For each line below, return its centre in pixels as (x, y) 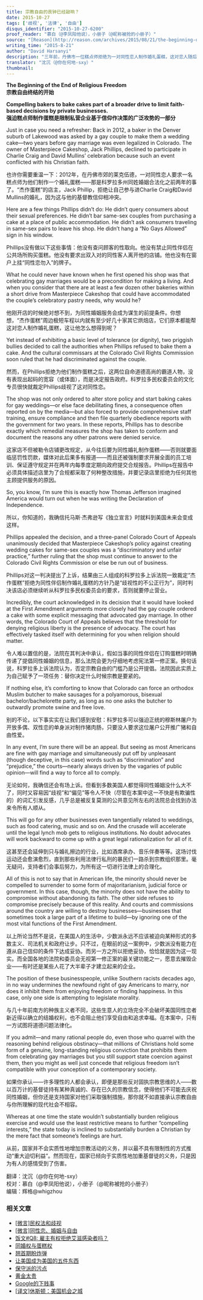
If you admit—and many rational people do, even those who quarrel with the (101, 1037)
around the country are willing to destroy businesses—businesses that (94, 911)
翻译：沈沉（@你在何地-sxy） (43, 1176)
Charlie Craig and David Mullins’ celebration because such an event (91, 156)
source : (16, 40)
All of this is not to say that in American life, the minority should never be (97, 879)
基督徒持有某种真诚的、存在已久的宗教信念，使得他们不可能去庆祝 (114, 1089)
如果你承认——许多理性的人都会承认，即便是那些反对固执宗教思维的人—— (99, 1082)
